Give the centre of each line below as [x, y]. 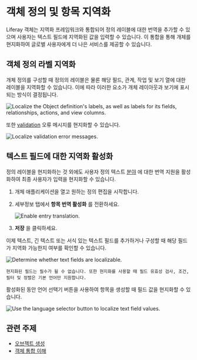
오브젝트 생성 [30, 344]
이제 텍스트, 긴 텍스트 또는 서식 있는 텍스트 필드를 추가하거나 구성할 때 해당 [91, 240]
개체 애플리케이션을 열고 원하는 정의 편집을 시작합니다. [77, 191]
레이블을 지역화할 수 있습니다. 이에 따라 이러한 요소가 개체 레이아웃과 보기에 [92, 87]
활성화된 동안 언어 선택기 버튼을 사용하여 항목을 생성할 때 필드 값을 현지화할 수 [96, 289]
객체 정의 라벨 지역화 [41, 64]
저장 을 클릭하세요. [36, 228]
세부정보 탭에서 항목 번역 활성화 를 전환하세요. [67, 204]
